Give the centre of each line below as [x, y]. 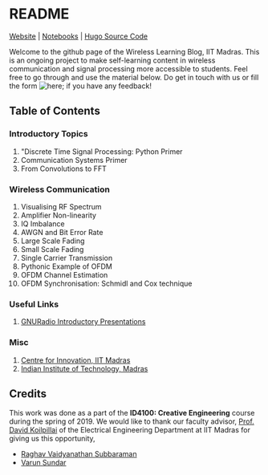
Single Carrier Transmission [67, 258]
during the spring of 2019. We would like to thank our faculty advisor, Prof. [132, 421]
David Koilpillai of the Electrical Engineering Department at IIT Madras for [130, 430]
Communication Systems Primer [74, 160]
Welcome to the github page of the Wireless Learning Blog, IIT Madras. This [134, 51]
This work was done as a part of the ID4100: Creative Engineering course [132, 413]
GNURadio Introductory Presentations [83, 322]
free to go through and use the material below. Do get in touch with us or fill [134, 77]
